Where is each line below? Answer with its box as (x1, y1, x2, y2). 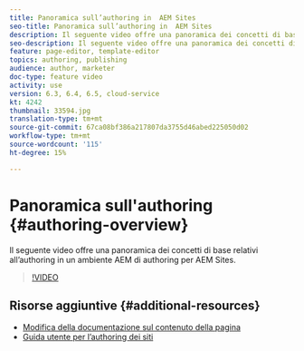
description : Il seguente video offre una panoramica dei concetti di (9, 30, 281, 39)
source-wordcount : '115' (9, 140, 103, 149)
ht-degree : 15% (9, 148, 67, 157)
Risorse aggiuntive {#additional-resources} (9, 297, 261, 313)
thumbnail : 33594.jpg (9, 106, 91, 115)
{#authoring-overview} (9, 214, 189, 235)
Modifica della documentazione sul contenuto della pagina (22, 322, 242, 333)
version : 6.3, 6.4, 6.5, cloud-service (9, 89, 160, 98)
